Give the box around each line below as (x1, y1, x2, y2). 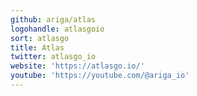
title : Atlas (10, 42, 65, 53)
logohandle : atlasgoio (10, 24, 105, 34)
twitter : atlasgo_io (10, 52, 97, 62)
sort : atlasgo (10, 33, 70, 43)
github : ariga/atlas (10, 14, 97, 25)
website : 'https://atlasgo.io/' (10, 61, 145, 71)
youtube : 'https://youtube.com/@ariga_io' (10, 71, 190, 81)
